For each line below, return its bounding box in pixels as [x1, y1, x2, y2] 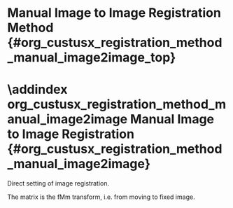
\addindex [7, 82, 68, 97]
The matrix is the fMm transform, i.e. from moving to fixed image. [7, 193, 195, 201]
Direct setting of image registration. [7, 179, 110, 188]
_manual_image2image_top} [7, 50, 176, 66]
